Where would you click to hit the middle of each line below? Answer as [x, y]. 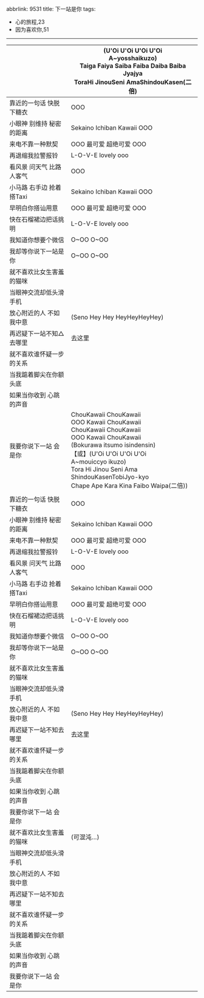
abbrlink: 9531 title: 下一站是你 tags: [51, 9]
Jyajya [133, 73]
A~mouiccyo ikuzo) [98, 462]
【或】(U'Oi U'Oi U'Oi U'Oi [109, 454]
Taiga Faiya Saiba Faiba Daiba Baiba [133, 66]
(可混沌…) [85, 837]
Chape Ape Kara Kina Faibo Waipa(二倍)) [129, 486]
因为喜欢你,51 [32, 30]
